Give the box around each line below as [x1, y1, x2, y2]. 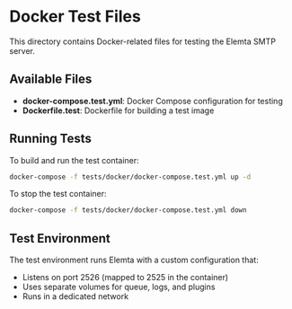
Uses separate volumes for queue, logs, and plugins [22, 281, 216, 293]
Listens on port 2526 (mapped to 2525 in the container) [22, 272, 229, 283]
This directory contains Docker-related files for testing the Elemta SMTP [9, 36, 277, 47]
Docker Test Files [9, 6, 141, 27]
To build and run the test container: [9, 154, 139, 165]
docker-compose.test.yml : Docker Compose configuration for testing [22, 95, 283, 106]
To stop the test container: [9, 189, 107, 199]
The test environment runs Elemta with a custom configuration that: [9, 254, 259, 266]
